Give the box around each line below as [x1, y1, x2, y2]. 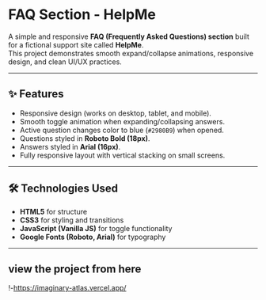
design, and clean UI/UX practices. [8, 57, 123, 66]
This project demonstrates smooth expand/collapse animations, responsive [8, 48, 254, 58]
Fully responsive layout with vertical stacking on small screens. [19, 150, 226, 160]
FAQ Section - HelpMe [8, 6, 156, 24]
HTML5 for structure [19, 207, 88, 216]
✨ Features [8, 87, 64, 101]
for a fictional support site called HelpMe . [8, 40, 144, 49]
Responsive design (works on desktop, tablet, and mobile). [19, 108, 212, 118]
